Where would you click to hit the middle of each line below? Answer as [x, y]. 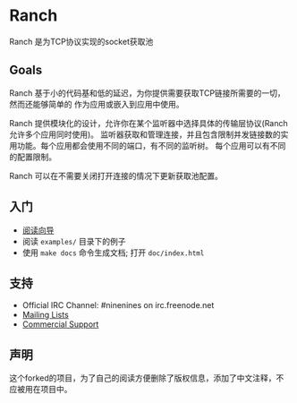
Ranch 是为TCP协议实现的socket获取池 [81, 41]
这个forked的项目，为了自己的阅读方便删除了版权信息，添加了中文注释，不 [147, 378]
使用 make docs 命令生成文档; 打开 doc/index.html [113, 253]
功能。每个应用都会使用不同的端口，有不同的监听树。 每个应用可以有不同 [151, 145]
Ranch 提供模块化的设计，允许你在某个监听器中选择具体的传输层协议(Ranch [148, 123]
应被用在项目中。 [41, 390]
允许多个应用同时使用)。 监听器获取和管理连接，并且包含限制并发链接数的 [145, 134]
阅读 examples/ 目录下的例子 [74, 241]
